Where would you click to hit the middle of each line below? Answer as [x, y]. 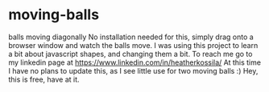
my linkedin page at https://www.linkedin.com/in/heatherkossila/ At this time [135, 62]
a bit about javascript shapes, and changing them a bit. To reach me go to [130, 54]
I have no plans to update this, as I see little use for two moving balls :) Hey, [133, 70]
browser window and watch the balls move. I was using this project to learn [133, 45]
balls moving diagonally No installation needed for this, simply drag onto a [131, 37]
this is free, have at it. [44, 79]
